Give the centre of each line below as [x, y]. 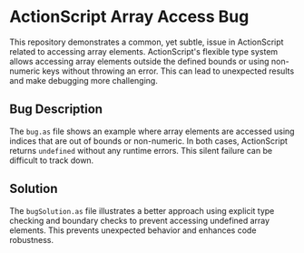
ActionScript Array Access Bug [129, 17]
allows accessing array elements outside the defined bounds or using [139, 61]
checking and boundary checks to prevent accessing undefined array [140, 220]
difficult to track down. [52, 160]
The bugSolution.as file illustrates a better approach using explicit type [142, 210]
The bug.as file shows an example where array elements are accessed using [152, 131]
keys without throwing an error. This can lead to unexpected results [168, 71]
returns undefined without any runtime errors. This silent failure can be [141, 150]
